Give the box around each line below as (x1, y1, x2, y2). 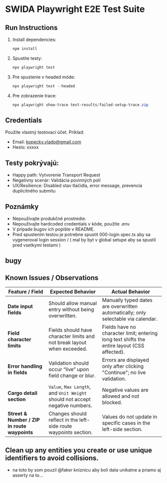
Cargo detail (7, 390, 37, 397)
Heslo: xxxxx (12, 144, 39, 150)
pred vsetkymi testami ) (12, 242, 61, 248)
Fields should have (48, 327, 92, 334)
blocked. (101, 399, 123, 406)
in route (7, 423, 26, 430)
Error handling (7, 363, 43, 370)
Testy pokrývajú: (5, 159, 59, 167)
